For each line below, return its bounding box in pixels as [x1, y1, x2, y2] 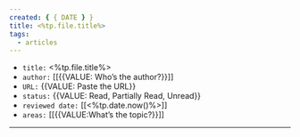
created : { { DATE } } [9, 12, 94, 22]
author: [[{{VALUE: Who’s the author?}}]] [21, 72, 174, 83]
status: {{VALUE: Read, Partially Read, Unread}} [21, 91, 202, 101]
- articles [17, 37, 58, 47]
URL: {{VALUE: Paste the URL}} [21, 81, 137, 92]
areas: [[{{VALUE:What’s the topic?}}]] [21, 109, 165, 120]
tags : [9, 29, 29, 38]
